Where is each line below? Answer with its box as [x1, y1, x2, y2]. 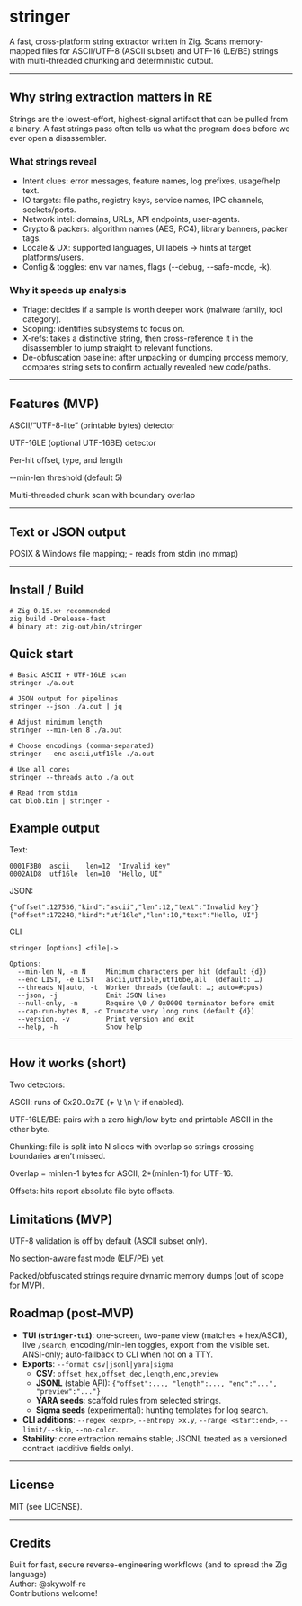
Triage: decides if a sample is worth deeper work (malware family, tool [22, 304, 283, 316]
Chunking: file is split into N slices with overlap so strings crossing [9, 1141, 254, 1152]
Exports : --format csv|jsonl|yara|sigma [22, 1358, 174, 1369]
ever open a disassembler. [9, 132, 107, 143]
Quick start [9, 647, 74, 662]
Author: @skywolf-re [9, 1578, 87, 1589]
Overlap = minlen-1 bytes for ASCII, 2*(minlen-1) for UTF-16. [9, 1168, 234, 1179]
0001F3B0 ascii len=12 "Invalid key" [9, 861, 171, 871]
